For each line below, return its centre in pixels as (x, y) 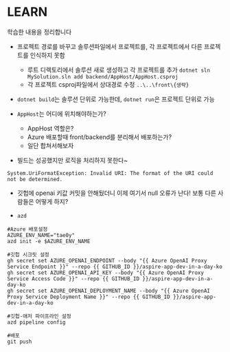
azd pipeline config (37, 322)
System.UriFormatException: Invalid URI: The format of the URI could (110, 173)
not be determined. (35, 179)
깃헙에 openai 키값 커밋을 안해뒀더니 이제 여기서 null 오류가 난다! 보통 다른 (116, 193)
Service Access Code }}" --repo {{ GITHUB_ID (73, 279)
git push (20, 342)
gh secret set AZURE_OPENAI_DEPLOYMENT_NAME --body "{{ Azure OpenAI (109, 291)
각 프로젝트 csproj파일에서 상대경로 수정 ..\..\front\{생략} (108, 84)
